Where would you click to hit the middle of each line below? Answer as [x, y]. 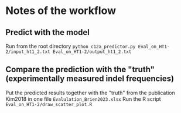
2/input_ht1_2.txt [28, 52]
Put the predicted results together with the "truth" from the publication [90, 93]
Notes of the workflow [61, 11]
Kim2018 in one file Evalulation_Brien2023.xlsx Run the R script [83, 99]
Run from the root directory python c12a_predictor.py [71, 46]
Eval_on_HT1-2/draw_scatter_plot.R [49, 104]
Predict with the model [48, 32]
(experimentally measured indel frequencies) [90, 79]
